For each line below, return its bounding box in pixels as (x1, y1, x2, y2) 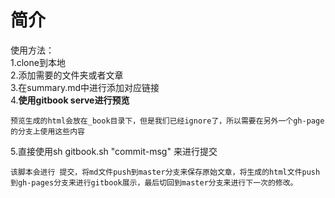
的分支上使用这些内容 (10, 126, 85, 136)
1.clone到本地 (10, 56, 66, 68)
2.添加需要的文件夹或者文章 (10, 69, 124, 81)
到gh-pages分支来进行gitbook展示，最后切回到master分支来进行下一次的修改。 (10, 177, 298, 188)
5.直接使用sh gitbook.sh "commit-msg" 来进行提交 (10, 145, 218, 157)
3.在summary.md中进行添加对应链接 (10, 81, 160, 93)
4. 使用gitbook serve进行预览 (10, 94, 130, 106)
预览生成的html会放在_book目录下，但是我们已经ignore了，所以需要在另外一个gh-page (10, 116, 325, 126)
